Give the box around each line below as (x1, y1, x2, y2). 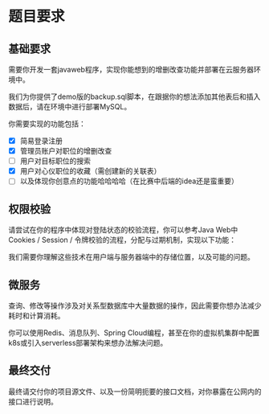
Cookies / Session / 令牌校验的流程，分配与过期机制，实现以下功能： (8, 235, 237, 245)
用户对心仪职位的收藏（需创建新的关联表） (19, 166, 161, 176)
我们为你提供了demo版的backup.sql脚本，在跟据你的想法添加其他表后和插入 (8, 92, 261, 101)
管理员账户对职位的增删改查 (19, 146, 112, 156)
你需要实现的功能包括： (8, 119, 86, 129)
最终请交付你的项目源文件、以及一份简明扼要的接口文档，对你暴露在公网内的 (8, 387, 262, 396)
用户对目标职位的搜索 (19, 156, 91, 166)
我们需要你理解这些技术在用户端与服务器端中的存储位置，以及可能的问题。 (8, 252, 255, 262)
